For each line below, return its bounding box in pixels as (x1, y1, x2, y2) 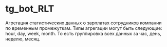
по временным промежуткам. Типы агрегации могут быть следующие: (5, 25, 163, 31)
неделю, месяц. (5, 36, 41, 42)
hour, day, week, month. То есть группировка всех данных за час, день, (5, 30, 162, 36)
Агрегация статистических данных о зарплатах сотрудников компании (5, 20, 162, 26)
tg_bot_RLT (5, 3, 54, 15)
